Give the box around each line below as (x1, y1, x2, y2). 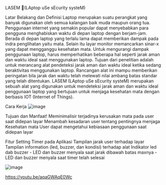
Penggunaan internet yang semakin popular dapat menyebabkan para (5, 25, 149, 31)
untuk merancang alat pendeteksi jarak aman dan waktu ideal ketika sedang (5, 62, 161, 68)
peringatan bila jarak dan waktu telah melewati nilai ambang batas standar (5, 73, 158, 78)
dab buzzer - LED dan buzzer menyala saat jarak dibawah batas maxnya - (5, 150, 157, 155)
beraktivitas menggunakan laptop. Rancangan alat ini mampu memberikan (5, 67, 158, 73)
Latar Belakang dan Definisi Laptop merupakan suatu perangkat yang (5, 14, 148, 20)
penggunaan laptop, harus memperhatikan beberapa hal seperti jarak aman (5, 51, 161, 57)
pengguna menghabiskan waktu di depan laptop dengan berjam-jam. (5, 30, 147, 36)
